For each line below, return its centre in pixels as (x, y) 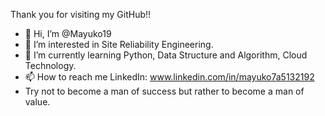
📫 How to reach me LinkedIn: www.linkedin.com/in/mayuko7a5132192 (169, 77)
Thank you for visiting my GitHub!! (81, 14)
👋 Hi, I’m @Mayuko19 (68, 33)
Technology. (50, 65)
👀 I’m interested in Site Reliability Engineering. (119, 44)
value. (37, 102)
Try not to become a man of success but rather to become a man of (164, 91)
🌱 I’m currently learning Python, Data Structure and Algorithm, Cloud (166, 55)
